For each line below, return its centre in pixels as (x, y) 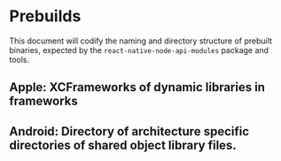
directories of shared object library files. (123, 145)
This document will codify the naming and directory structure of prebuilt (141, 41)
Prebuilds (45, 16)
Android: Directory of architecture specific (129, 131)
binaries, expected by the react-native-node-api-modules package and (139, 50)
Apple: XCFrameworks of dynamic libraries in (137, 87)
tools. (20, 59)
